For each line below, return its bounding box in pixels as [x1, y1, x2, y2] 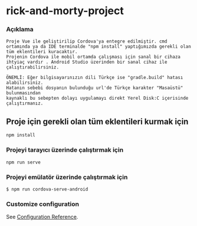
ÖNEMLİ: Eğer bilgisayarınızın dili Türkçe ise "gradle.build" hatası [6, 75, 183, 81]
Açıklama [6, 25, 34, 34]
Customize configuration [6, 199, 80, 208]
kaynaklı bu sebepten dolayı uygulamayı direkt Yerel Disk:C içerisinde [6, 96, 189, 101]
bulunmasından [6, 90, 41, 96]
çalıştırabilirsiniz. [6, 64, 60, 70]
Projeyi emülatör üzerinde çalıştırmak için [6, 173, 128, 181]
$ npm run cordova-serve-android [6, 186, 88, 192]
